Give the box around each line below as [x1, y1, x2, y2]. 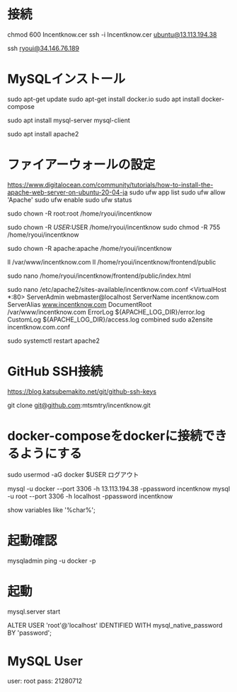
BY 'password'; [7, 628, 52, 637]
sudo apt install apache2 [7, 129, 79, 138]
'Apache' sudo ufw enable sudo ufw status [7, 195, 132, 204]
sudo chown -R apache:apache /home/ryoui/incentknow [7, 244, 172, 252]
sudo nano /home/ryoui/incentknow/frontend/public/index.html [7, 271, 191, 280]
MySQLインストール [7, 71, 126, 87]
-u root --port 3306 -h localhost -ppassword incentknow [7, 492, 173, 500]
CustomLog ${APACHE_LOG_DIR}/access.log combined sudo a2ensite [7, 315, 214, 324]
